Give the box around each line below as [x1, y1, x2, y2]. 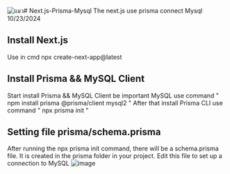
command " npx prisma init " [7, 106, 89, 114]
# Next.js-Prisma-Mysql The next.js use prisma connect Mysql [23, 7, 203, 15]
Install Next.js [7, 35, 68, 46]
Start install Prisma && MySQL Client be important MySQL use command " [7, 91, 220, 100]
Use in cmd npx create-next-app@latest [7, 53, 122, 61]
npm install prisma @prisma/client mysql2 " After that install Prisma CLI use [7, 98, 224, 107]
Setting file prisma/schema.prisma [7, 126, 161, 138]
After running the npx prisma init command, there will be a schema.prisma [7, 144, 219, 153]
